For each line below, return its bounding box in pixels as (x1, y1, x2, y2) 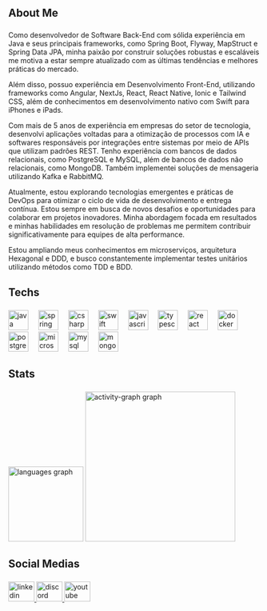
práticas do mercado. (8, 64, 79, 74)
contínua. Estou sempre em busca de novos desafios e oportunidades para (8, 204, 256, 214)
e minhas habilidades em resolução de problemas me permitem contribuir (8, 222, 252, 231)
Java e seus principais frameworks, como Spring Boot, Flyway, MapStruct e (8, 39, 258, 49)
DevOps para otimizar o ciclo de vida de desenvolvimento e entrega (8, 196, 232, 206)
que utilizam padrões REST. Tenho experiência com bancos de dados (8, 146, 237, 156)
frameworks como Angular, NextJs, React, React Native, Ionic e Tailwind (8, 88, 246, 98)
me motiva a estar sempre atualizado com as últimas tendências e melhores (8, 56, 258, 66)
